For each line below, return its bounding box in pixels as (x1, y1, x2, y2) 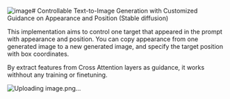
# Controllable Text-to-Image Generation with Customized (31, 7, 198, 15)
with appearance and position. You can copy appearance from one (7, 35, 199, 43)
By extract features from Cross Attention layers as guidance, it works (7, 63, 205, 71)
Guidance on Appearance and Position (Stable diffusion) (7, 14, 169, 22)
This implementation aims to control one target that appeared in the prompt (7, 28, 222, 36)
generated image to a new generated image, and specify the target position (7, 43, 224, 50)
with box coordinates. (7, 49, 69, 58)
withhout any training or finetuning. (7, 70, 108, 79)
